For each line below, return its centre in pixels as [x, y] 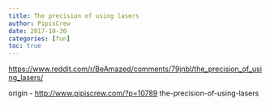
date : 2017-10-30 [38, 31]
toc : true [25, 46]
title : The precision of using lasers [74, 16]
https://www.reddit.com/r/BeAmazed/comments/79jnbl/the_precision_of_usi [135, 69]
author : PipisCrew [39, 23]
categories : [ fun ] [39, 38]
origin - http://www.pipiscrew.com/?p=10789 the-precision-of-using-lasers [134, 93]
